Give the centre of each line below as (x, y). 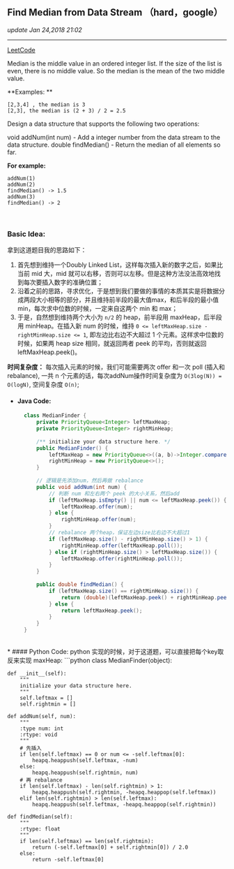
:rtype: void (39, 735)
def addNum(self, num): (42, 717)
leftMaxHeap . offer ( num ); (97, 506)
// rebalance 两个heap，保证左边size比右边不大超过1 (119, 533)
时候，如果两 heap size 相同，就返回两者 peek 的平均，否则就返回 (112, 344)
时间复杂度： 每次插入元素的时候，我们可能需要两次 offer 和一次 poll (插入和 (116, 367)
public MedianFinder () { (72, 448)
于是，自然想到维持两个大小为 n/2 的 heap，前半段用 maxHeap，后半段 (119, 317)
